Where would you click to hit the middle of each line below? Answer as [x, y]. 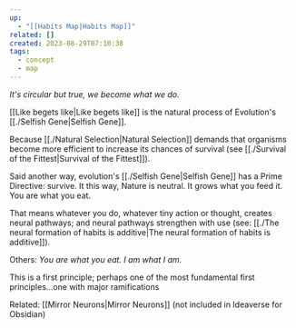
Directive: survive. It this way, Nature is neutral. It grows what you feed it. [146, 185]
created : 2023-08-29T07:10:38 [67, 43]
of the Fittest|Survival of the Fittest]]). [80, 158]
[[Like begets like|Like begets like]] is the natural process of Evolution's [143, 112]
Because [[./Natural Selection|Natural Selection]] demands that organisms [148, 139]
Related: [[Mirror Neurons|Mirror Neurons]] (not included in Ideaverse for [146, 304]
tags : [20, 52]
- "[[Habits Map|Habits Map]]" [77, 26]
